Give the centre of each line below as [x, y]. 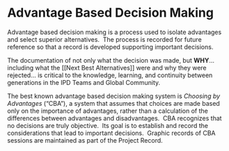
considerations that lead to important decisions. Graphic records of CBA [111, 133]
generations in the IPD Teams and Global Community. [84, 82]
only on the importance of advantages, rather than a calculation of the [108, 111]
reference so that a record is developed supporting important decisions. [110, 47]
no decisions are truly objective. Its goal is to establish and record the [108, 125]
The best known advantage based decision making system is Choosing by [114, 96]
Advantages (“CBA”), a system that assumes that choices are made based [114, 103]
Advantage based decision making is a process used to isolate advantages [114, 32]
